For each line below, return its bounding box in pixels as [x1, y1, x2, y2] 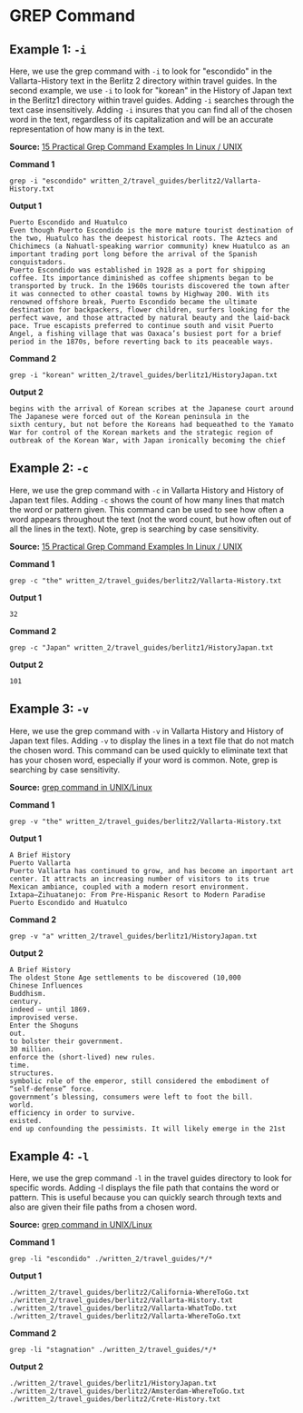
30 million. [9, 1044, 54, 1054]
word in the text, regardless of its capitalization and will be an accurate [9, 114, 274, 124]
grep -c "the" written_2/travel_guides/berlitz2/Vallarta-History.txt [9, 576, 282, 585]
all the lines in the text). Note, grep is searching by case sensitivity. [9, 523, 259, 534]
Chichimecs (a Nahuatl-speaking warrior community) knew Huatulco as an [9, 242, 290, 251]
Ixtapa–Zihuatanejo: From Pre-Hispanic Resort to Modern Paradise [9, 890, 266, 900]
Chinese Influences [9, 980, 83, 990]
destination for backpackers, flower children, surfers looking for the [9, 305, 290, 314]
